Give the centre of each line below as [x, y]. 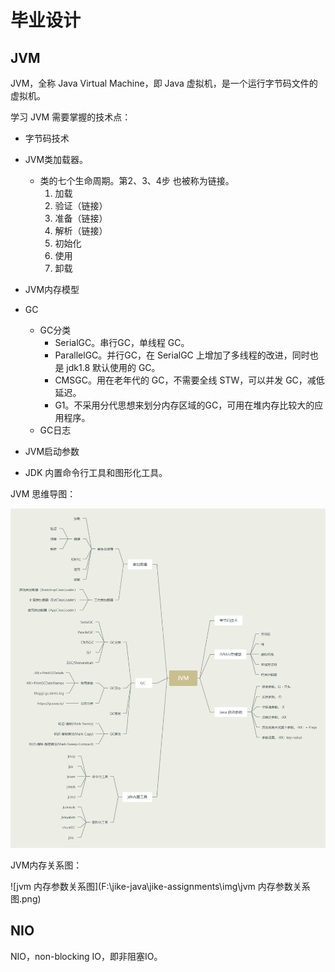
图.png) [26, 898]
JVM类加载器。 [56, 159]
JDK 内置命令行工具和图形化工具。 [96, 472]
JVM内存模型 [52, 289]
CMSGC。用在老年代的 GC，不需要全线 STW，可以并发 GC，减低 [189, 380]
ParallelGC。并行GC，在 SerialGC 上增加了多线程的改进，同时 [182, 355]
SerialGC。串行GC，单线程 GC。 [122, 342]
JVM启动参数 [52, 451]
